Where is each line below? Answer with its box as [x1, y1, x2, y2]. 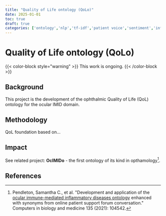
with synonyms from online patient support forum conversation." [12, 200, 144, 206]
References [5, 171, 41, 180]
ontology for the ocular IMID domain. [5, 101, 80, 107]
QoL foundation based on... [5, 129, 61, 135]
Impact [5, 143, 27, 152]
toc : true [5, 16, 26, 21]
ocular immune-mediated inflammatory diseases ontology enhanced [12, 194, 152, 201]
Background [5, 83, 43, 92]
